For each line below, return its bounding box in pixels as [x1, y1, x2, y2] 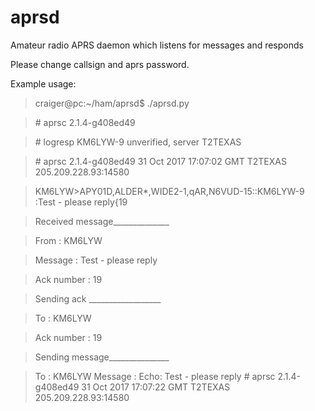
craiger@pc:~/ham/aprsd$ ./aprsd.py [34, 97, 190, 109]
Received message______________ [34, 215, 170, 227]
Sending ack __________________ [34, 292, 162, 305]
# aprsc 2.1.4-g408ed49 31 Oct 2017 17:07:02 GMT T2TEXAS [34, 155, 287, 167]
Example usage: [10, 77, 77, 90]
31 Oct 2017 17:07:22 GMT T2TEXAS [81, 381, 231, 393]
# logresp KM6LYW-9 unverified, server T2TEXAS [34, 136, 242, 148]
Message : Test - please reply [34, 254, 158, 266]
